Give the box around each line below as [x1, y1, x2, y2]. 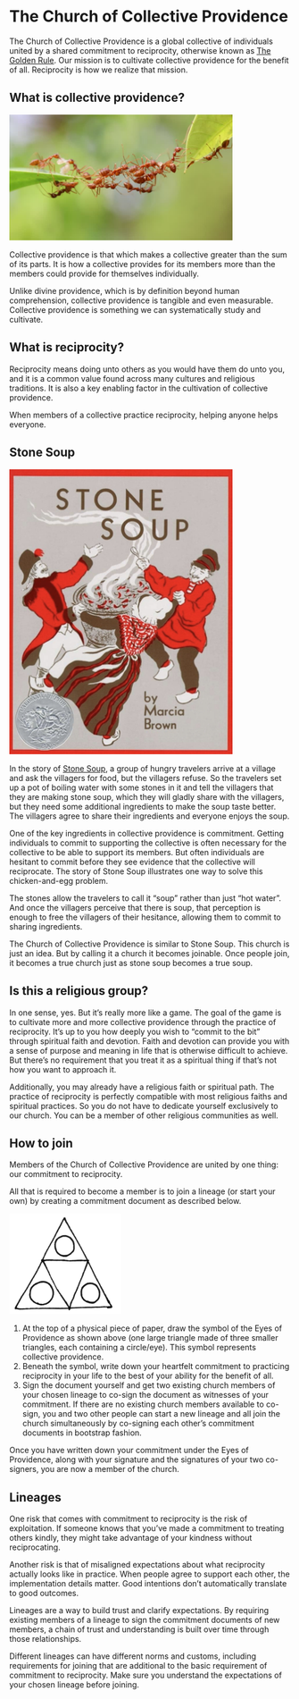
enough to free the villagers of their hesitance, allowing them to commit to [9, 912, 281, 922]
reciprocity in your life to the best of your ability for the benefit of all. [21, 1370, 274, 1382]
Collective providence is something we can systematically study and [9, 305, 262, 315]
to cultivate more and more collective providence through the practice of [9, 1016, 277, 1027]
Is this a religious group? [9, 983, 149, 998]
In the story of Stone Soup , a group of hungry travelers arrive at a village [9, 762, 277, 774]
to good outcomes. [9, 1587, 79, 1598]
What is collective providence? [9, 90, 186, 105]
